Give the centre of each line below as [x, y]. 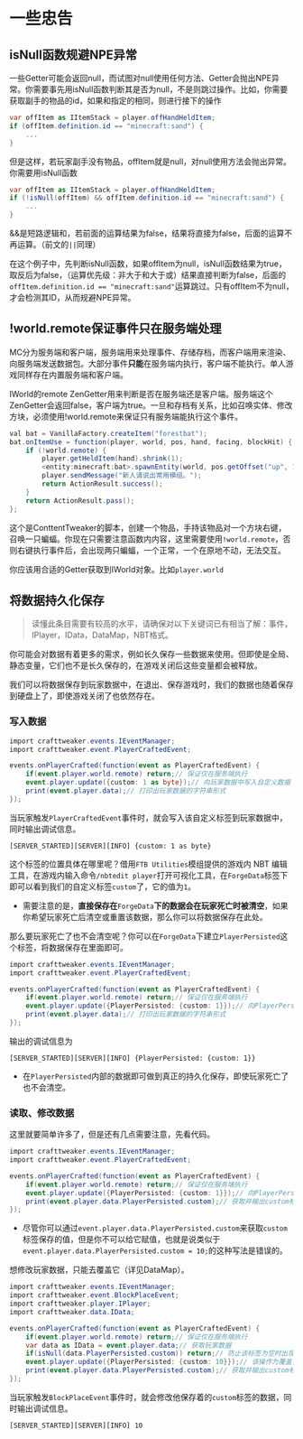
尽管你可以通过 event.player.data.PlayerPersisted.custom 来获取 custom [155, 1228]
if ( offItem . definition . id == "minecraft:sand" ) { [106, 126]
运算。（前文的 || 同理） [59, 244]
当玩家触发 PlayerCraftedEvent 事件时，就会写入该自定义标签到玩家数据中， [148, 817]
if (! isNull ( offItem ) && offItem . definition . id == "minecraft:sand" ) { [147, 198]
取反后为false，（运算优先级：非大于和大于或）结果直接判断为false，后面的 [148, 275]
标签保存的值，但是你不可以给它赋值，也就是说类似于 [121, 1239]
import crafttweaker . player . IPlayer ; [80, 1304]
